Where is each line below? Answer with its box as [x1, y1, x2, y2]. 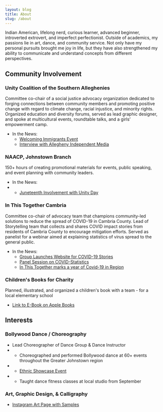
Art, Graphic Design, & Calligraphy [5, 390, 88, 397]
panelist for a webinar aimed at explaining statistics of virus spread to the [5, 234, 152, 239]
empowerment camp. [5, 122, 48, 128]
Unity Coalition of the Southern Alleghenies [5, 84, 110, 91]
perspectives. [5, 56, 33, 62]
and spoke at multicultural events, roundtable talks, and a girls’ [5, 116, 131, 122]
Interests [5, 316, 33, 325]
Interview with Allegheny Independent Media [19, 141, 109, 147]
